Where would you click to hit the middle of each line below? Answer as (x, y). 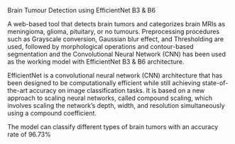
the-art (18, 90)
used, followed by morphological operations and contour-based (100, 46)
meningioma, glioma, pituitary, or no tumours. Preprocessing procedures (114, 32)
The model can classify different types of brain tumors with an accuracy (113, 127)
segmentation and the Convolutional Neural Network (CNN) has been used (116, 54)
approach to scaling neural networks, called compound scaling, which (110, 98)
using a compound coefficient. (52, 113)
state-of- (215, 83)
